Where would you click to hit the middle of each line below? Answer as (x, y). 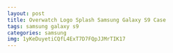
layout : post (26, 13)
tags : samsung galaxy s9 (43, 26)
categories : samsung (37, 33)
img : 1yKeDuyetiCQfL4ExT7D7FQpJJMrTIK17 (67, 39)
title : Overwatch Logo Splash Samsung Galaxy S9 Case (87, 20)
